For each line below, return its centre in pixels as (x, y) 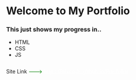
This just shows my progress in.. (54, 30)
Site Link (17, 72)
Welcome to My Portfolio (68, 11)
